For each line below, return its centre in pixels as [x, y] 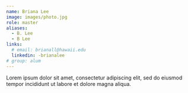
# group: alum [24, 61]
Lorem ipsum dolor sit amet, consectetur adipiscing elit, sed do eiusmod [94, 78]
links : [14, 45]
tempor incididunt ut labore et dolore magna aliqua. [69, 84]
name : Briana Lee [28, 11]
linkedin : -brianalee [38, 55]
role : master [22, 22]
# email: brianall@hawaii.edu [49, 50]
